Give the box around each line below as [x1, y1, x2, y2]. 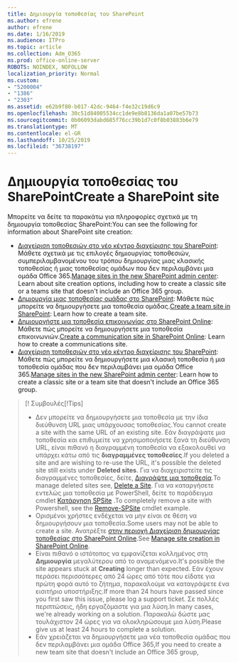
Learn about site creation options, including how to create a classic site [17, 279, 227, 288]
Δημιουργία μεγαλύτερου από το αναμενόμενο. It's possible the [35, 557, 225, 565]
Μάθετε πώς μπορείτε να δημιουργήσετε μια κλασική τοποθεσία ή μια [17, 355, 225, 364]
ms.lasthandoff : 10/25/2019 [7, 136, 91, 143]
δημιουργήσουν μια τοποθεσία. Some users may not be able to [35, 519, 219, 528]
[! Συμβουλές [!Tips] [24, 399, 84, 408]
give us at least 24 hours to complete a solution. [35, 625, 176, 634]
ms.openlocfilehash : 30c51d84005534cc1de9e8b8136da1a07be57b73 [7, 110, 199, 117]
